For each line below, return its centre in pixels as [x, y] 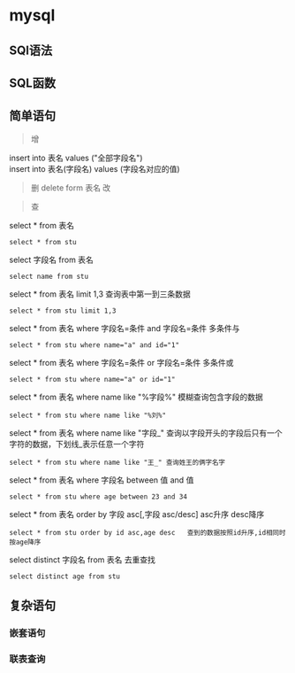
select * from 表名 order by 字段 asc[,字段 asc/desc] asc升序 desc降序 [137, 514]
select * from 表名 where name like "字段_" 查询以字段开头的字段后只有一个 [146, 433]
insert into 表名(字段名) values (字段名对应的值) [95, 168]
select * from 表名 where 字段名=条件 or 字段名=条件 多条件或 [121, 362]
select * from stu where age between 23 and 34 [98, 497]
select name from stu [49, 276]
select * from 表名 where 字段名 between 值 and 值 [102, 480]
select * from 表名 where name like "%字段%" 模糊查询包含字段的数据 [136, 397]
